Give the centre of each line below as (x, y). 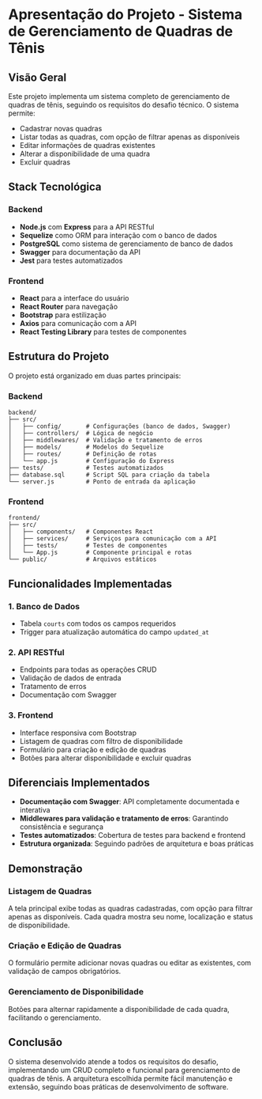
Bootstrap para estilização (63, 315)
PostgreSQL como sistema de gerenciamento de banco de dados (126, 244)
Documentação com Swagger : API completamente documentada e (129, 802)
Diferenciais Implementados (79, 783)
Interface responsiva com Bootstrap (78, 733)
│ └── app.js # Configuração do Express (92, 461)
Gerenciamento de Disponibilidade (76, 992)
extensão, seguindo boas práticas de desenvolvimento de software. (118, 1086)
